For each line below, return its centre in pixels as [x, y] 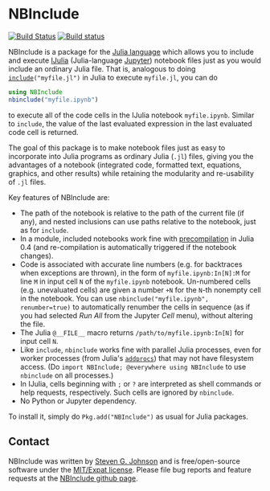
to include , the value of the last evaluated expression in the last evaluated [131, 123]
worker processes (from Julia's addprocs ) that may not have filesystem [137, 358]
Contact [29, 442]
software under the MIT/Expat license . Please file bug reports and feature [130, 469]
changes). [37, 256]
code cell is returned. [43, 132]
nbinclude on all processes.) [67, 375]
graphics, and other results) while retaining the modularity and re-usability [131, 173]
